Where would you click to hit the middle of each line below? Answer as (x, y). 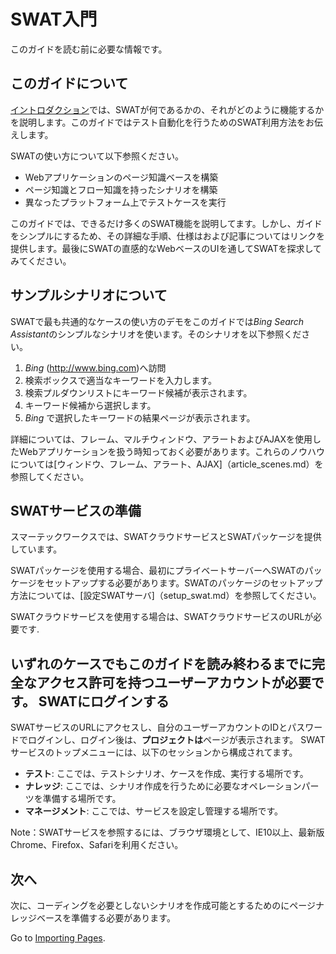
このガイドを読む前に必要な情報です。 (89, 49)
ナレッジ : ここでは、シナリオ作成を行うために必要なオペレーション (163, 786)
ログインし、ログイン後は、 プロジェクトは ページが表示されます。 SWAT (176, 740)
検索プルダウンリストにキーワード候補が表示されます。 (138, 392)
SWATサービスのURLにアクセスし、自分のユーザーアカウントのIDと (149, 727)
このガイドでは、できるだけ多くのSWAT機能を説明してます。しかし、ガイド (166, 223)
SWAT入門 (54, 19)
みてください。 (41, 261)
